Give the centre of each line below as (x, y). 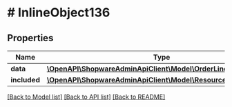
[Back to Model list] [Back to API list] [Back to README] (86, 97)
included (25, 80)
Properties (30, 38)
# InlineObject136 (59, 13)
